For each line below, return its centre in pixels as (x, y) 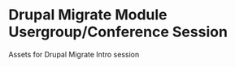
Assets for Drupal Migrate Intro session (74, 54)
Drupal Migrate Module (88, 15)
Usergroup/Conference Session (118, 32)
